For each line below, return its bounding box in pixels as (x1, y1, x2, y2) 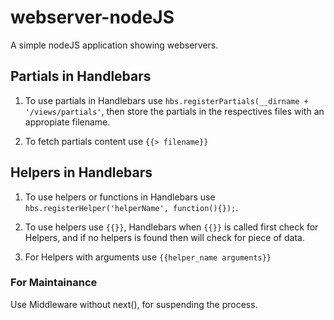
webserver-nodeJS (10, 6, 175, 29)
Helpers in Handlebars (10, 164, 153, 181)
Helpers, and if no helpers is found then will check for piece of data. (24, 231, 305, 243)
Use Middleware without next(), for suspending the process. (10, 298, 258, 310)
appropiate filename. (24, 116, 111, 128)
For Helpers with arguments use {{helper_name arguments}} (24, 251, 272, 263)
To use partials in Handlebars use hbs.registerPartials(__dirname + (24, 94, 309, 106)
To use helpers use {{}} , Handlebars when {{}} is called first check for (24, 221, 319, 233)
